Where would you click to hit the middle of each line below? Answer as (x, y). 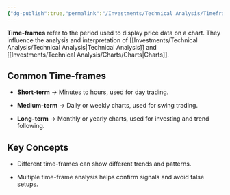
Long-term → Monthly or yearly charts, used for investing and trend (113, 119)
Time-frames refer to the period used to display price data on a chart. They (114, 33)
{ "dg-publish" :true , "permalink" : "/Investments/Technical (90, 13)
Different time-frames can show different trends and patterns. (104, 164)
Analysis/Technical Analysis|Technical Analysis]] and (82, 47)
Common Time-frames (57, 76)
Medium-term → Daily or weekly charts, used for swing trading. (107, 106)
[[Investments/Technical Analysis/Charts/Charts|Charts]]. (88, 55)
